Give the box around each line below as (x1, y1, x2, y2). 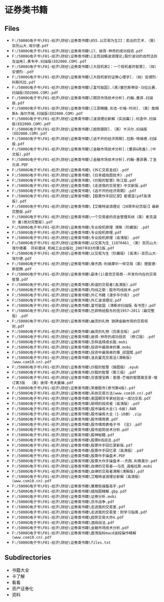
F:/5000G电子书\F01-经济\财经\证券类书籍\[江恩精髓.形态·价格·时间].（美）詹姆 (11, 106, 159, 111)
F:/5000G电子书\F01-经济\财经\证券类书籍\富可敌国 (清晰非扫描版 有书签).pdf (11, 303, 156, 308)
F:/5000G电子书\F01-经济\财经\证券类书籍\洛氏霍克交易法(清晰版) (11, 355, 132, 360)
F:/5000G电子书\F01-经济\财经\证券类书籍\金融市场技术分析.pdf (11, 525, 129, 530)
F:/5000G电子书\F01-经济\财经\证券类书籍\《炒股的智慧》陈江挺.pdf (11, 178, 137, 183)
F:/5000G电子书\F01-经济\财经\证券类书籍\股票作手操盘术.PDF (11, 453, 126, 458)
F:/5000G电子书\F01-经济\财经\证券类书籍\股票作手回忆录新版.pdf (11, 443, 133, 448)
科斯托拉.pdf (11, 80, 35, 85)
